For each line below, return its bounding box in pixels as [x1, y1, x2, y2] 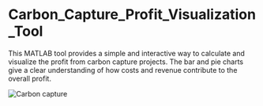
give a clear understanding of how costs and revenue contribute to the [8, 65, 238, 74]
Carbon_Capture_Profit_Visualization [8, 6, 257, 24]
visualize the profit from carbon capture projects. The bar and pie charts [8, 57, 244, 66]
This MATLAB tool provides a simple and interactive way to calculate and [8, 48, 245, 58]
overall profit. [8, 74, 51, 83]
